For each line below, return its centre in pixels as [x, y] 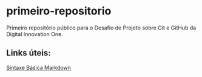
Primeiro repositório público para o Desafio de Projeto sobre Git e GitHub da [101, 28]
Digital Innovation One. [35, 34]
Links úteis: [29, 53]
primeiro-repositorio [59, 11]
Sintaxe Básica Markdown [39, 67]
